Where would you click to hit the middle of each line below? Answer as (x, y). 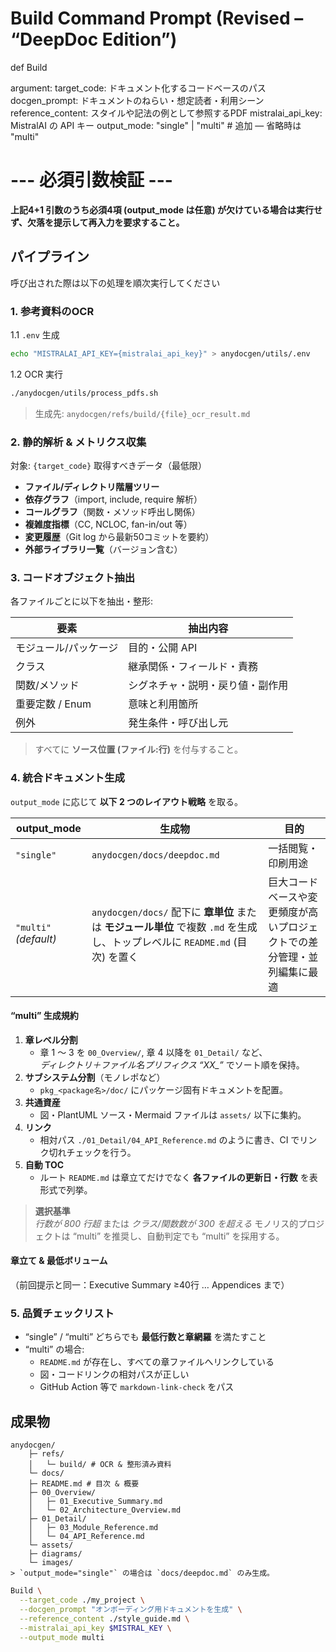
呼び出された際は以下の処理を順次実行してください (115, 283)
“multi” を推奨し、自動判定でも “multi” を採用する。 (178, 1236)
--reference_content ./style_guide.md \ (104, 1618)
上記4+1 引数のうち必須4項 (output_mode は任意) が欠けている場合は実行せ (166, 209)
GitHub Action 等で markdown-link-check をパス (137, 1387)
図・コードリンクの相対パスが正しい (114, 1374)
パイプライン (50, 257)
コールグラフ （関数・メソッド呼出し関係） (112, 512)
